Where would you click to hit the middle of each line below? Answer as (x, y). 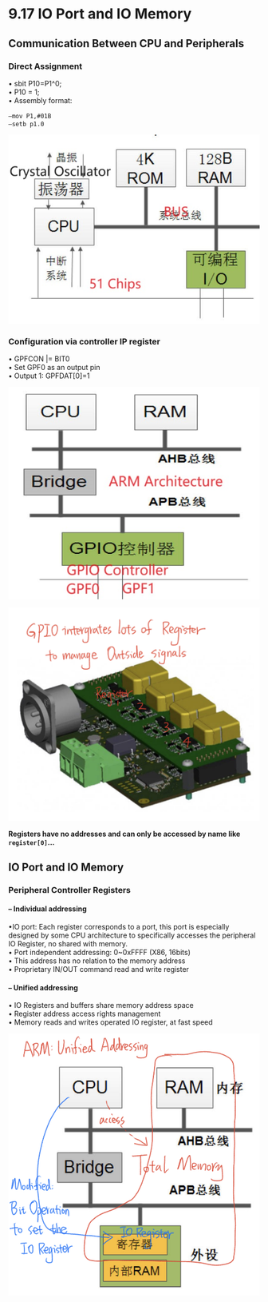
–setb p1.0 (26, 124)
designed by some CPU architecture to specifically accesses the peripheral (132, 935)
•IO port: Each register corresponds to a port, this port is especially (119, 927)
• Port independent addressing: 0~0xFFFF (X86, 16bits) (100, 953)
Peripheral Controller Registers (70, 890)
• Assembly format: (40, 100)
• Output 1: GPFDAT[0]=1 (49, 376)
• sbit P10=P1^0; (35, 83)
